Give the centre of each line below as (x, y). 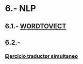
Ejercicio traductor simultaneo (41, 56)
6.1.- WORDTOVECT (36, 26)
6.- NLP (21, 8)
